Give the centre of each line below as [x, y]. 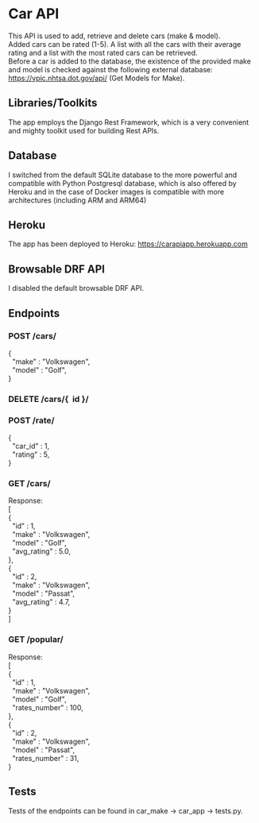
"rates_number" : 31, [45, 758]
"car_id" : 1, [31, 446]
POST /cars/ [33, 336]
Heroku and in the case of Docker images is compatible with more [116, 191]
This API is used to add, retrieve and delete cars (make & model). [114, 36]
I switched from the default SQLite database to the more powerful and [123, 175]
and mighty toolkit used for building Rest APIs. [84, 130]
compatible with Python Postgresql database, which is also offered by [122, 183]
